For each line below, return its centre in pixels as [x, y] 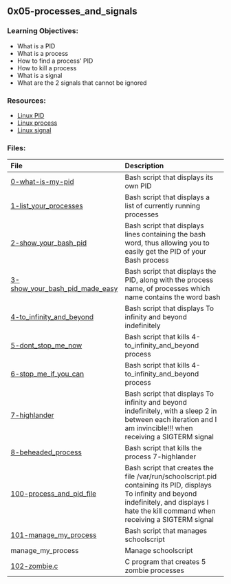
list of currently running [163, 206]
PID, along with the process [169, 280]
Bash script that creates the [169, 468]
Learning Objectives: [43, 31]
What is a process [43, 53]
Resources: [26, 101]
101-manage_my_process [54, 535]
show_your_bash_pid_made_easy [64, 289]
